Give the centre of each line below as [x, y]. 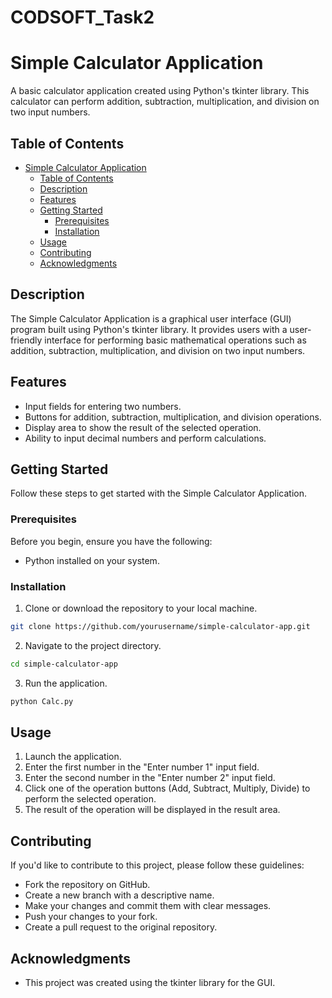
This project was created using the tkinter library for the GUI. [150, 983]
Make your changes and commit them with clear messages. [148, 906]
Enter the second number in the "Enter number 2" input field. [150, 778]
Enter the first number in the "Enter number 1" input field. [142, 767]
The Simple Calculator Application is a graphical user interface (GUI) [151, 318]
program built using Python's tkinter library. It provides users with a [149, 329]
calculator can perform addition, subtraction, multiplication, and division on [165, 102]
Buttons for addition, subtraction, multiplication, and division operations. [173, 417]
